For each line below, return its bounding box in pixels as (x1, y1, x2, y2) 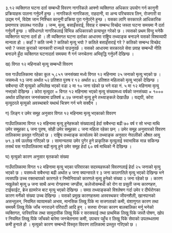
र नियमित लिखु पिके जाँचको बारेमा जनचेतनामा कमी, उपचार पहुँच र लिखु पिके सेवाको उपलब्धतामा (5, 216, 159, 222)
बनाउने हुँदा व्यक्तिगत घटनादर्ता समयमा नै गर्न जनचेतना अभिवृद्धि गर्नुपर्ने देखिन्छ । (5, 51, 134, 57)
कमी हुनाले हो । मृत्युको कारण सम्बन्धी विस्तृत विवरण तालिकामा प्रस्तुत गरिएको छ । (5, 221, 138, 227)
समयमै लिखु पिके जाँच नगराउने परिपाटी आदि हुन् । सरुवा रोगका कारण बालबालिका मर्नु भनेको (5, 204, 154, 210)
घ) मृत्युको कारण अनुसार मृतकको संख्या (5, 154, 69, 159)
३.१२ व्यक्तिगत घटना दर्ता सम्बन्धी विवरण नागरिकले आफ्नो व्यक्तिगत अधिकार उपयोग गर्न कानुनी (5, 5, 159, 11)
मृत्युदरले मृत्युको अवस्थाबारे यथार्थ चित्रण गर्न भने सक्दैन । (5, 100, 98, 106)
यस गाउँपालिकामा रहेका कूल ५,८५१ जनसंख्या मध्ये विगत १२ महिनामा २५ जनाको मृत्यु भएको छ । (5, 72, 161, 77)
